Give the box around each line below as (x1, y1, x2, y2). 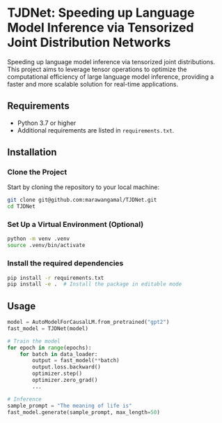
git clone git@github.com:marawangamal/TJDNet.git (7, 197, 157, 204)
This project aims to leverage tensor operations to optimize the (7, 65, 187, 73)
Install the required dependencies (7, 258, 124, 268)
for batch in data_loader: (19, 350, 98, 357)
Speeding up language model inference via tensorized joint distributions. (7, 57, 216, 66)
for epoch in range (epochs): (7, 344, 92, 351)
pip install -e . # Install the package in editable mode (7, 281, 182, 288)
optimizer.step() (32, 370, 82, 378)
